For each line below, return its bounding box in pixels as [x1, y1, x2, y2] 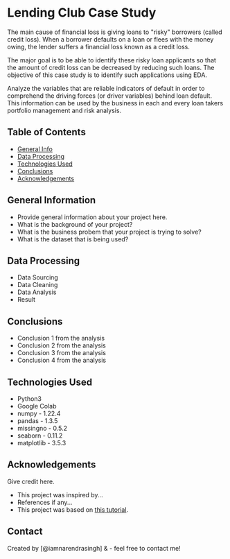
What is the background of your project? [17, 220, 133, 228]
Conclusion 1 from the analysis [17, 334, 105, 343]
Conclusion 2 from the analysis [17, 341, 106, 350]
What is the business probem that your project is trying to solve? [17, 227, 202, 236]
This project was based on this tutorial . [17, 505, 129, 514]
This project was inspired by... [17, 490, 103, 499]
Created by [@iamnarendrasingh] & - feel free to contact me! [7, 544, 182, 552]
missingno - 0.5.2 [17, 424, 68, 432]
